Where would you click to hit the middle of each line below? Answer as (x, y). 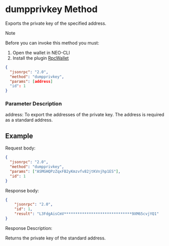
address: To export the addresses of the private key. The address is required (85, 115)
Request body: (20, 148)
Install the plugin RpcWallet (41, 58)
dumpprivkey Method (51, 9)
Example (19, 136)
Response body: (22, 190)
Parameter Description (34, 104)
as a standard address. (29, 120)
